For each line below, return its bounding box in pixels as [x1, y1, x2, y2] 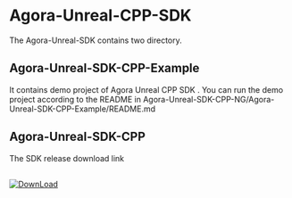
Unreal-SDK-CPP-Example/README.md [9, 103, 156, 114]
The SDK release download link [9, 153, 125, 163]
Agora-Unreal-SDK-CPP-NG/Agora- [142, 94, 275, 104]
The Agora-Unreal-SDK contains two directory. [9, 35, 183, 45]
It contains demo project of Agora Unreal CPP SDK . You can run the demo [9, 84, 284, 95]
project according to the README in [9, 94, 141, 104]
